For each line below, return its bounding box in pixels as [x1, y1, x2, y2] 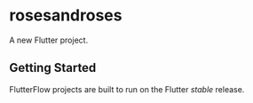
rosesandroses [9, 5, 123, 26]
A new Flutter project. [9, 35, 89, 45]
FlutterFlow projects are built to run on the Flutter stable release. [9, 83, 245, 94]
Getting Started [9, 60, 97, 75]
